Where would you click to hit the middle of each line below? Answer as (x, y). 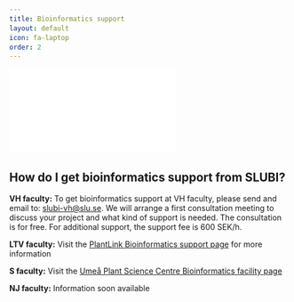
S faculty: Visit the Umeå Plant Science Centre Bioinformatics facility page (146, 271)
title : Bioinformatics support (67, 19)
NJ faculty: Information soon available (79, 289)
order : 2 (25, 47)
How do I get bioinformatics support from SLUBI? (147, 177)
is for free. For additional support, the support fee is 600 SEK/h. (126, 227)
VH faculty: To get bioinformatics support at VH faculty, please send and (143, 199)
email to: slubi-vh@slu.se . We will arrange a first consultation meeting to (142, 208)
